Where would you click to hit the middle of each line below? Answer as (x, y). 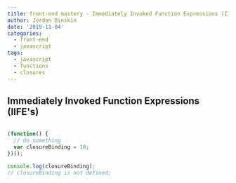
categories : (25, 33)
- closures (29, 72)
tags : (15, 53)
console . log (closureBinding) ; (52, 166)
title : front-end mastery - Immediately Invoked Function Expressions (113, 14)
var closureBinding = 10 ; (52, 147)
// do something (37, 141)
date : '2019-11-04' (36, 27)
